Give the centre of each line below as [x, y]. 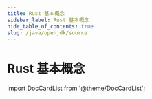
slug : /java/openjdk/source [47, 33]
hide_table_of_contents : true [51, 26]
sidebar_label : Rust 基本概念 [48, 20]
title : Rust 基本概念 [36, 13]
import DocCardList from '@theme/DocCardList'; [76, 88]
